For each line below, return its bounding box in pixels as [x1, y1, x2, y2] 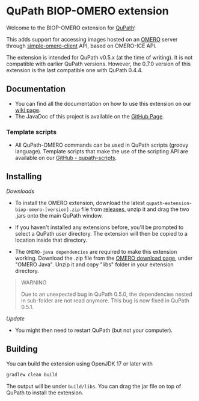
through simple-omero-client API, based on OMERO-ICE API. [6, 42, 157, 49]
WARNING [20, 278, 47, 286]
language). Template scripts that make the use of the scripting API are [14, 148, 188, 155]
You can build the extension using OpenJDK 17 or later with [6, 360, 153, 367]
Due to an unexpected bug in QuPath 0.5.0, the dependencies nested [20, 290, 192, 298]
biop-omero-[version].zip [14, 206, 80, 213]
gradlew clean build [6, 372, 58, 378]
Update [6, 314, 25, 322]
